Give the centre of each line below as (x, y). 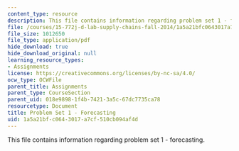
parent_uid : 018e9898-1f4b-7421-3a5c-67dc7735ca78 (84, 100)
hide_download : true (38, 47)
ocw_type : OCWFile (34, 80)
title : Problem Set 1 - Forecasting (62, 113)
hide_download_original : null (52, 54)
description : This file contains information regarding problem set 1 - (117, 21)
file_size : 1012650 (36, 34)
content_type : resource (43, 14)
